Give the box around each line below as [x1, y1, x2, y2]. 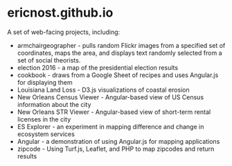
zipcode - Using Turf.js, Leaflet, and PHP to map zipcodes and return [17, 144, 215, 153]
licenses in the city [17, 115, 71, 123]
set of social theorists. [17, 56, 81, 64]
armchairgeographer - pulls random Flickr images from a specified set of [17, 41, 226, 49]
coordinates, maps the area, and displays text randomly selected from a [17, 49, 223, 57]
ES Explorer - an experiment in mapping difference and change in [17, 122, 204, 131]
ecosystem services [17, 130, 75, 138]
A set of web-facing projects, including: [7, 28, 121, 36]
